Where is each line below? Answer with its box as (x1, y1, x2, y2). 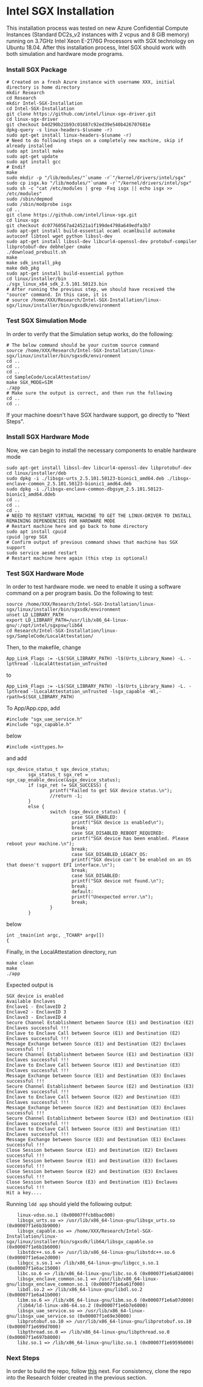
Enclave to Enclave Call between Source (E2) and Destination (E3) (6, 1094, 181, 1100)
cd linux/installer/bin (6, 276, 67, 282)
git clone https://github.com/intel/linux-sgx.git (6, 212, 137, 218)
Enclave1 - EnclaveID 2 (6, 1004, 67, 1010)
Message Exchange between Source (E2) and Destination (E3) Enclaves (6, 1104, 187, 1111)
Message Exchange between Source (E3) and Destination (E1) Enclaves (6, 1137, 187, 1143)
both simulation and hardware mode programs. (6, 50, 124, 57)
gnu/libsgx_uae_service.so (6, 1313, 75, 1320)
